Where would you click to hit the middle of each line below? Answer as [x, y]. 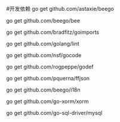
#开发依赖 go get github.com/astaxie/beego [60, 9]
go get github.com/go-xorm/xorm [47, 101]
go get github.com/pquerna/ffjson [48, 78]
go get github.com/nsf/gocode [44, 55]
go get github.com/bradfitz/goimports [53, 32]
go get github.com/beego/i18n [43, 90]
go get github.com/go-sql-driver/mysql [54, 113]
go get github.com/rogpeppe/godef [50, 67]
